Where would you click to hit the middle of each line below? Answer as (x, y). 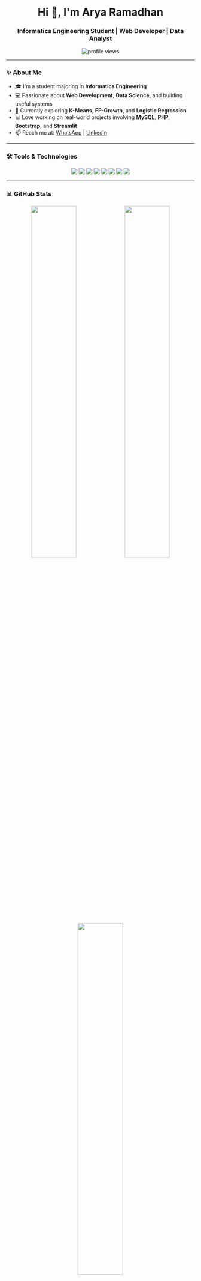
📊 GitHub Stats (29, 194)
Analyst (100, 38)
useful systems (33, 104)
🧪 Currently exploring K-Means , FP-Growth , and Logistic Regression (100, 110)
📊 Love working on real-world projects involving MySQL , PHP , (92, 117)
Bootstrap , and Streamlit (46, 126)
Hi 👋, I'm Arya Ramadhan (100, 12)
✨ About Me (24, 73)
